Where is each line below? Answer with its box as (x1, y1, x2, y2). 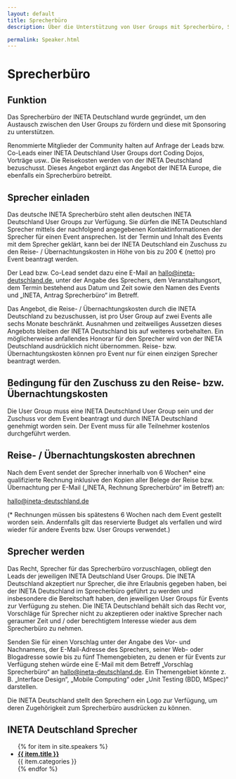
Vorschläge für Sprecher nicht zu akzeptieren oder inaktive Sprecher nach (7, 609, 223, 617)
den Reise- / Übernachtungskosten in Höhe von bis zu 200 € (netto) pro (7, 247, 216, 256)
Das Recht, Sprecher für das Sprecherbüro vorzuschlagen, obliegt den (7, 564, 212, 572)
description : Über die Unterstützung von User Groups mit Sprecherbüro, (7, 23, 225, 30)
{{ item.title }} (17, 749, 60, 759)
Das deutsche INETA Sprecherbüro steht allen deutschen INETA (7, 210, 192, 218)
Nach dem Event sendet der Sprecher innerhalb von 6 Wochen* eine (7, 468, 206, 476)
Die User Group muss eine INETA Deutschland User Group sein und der (7, 407, 214, 415)
